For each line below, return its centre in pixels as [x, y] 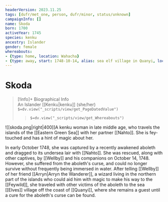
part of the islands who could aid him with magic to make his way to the [79, 180]
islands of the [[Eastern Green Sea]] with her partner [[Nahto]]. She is [77, 133]
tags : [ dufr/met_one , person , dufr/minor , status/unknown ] [68, 14]
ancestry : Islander [25, 42]
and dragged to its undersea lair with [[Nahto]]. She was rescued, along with [84, 153]
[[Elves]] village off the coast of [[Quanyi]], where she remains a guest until [83, 190]
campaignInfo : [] [23, 19]
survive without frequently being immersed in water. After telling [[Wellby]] [82, 169]
